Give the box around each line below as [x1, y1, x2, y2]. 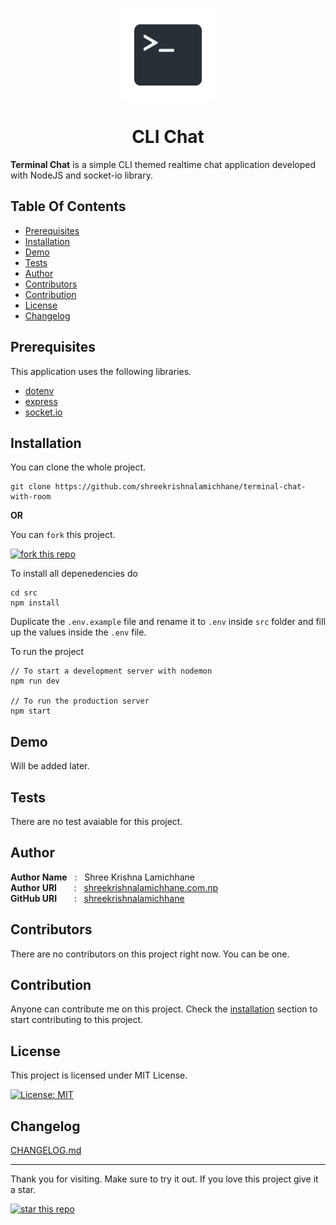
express [24, 395, 58, 407]
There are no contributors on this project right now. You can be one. [10, 948, 290, 960]
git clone [10, 482, 52, 492]
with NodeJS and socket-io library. [10, 169, 153, 181]
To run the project [10, 646, 85, 658]
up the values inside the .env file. [10, 626, 147, 638]
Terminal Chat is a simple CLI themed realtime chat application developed [10, 158, 317, 170]
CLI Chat [131, 126, 205, 148]
